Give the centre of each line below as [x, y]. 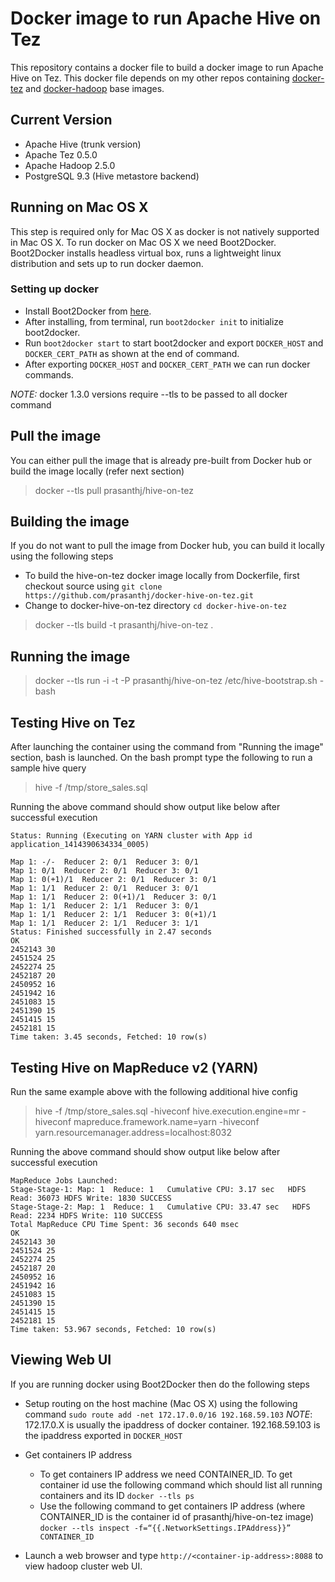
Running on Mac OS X [79, 207]
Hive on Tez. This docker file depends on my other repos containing [150, 78]
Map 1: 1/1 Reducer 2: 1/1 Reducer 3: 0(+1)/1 [113, 915]
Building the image [70, 522]
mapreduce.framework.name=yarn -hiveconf [166, 1121]
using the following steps [62, 556]
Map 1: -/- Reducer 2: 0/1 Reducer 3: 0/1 [104, 862]
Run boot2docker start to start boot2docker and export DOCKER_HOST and [174, 343]
